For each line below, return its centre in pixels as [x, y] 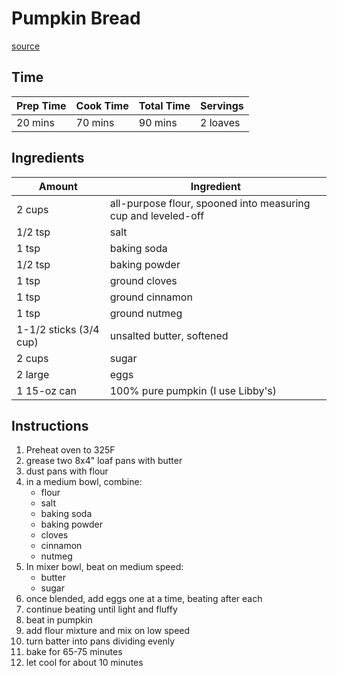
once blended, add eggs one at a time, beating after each [144, 599]
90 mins [158, 122]
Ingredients [48, 158]
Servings [222, 105]
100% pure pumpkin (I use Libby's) [193, 390]
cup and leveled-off [157, 215]
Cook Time [102, 105]
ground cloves [143, 280]
